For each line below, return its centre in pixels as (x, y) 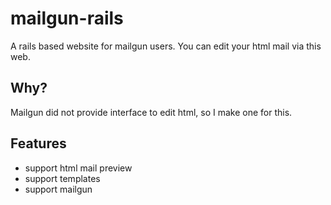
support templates (62, 178)
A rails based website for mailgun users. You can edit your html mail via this (166, 46)
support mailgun (58, 189)
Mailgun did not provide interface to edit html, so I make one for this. (151, 112)
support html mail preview (78, 168)
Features (38, 143)
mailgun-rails (67, 18)
